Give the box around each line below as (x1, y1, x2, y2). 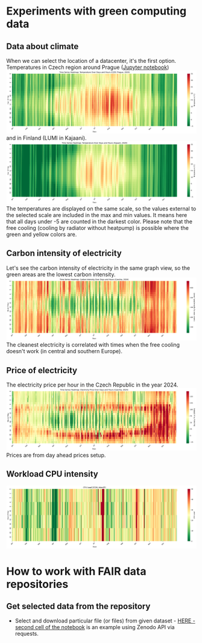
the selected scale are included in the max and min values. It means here (6, 211, 188, 218)
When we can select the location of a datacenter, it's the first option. (6, 57, 177, 64)
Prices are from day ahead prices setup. (6, 452, 106, 459)
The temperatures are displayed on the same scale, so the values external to (6, 204, 197, 212)
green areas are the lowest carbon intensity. (6, 270, 116, 278)
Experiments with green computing (6, 4, 187, 18)
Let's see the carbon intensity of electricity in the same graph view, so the (6, 264, 191, 272)
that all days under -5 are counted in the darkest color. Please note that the (6, 218, 193, 225)
